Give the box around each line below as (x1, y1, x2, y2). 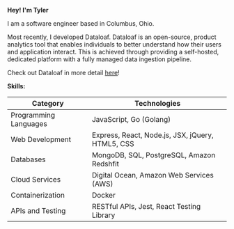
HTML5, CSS (91, 139, 134, 148)
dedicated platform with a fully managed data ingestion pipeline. (7, 55, 192, 63)
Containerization (10, 191, 65, 200)
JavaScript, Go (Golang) (91, 115, 171, 124)
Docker (91, 191, 116, 200)
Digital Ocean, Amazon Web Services (91, 171, 214, 180)
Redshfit (91, 159, 120, 168)
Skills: (7, 82, 26, 90)
